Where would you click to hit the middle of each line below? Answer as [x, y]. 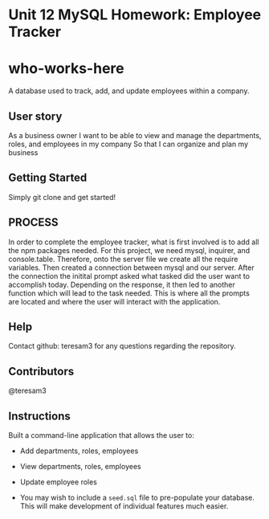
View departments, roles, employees [81, 466]
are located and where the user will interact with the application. [114, 301]
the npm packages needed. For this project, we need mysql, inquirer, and [129, 250]
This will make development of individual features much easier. [124, 506]
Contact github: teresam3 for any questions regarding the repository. [122, 346]
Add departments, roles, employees [79, 451]
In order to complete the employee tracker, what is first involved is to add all [134, 242]
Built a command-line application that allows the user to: [101, 435]
